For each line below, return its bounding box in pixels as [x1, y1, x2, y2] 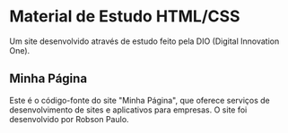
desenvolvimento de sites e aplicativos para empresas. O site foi [9, 104, 248, 115]
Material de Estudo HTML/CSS [9, 6, 240, 27]
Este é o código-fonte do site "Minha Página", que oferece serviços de [9, 95, 271, 105]
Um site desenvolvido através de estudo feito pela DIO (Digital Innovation [9, 36, 280, 46]
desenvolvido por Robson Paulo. [9, 113, 129, 124]
